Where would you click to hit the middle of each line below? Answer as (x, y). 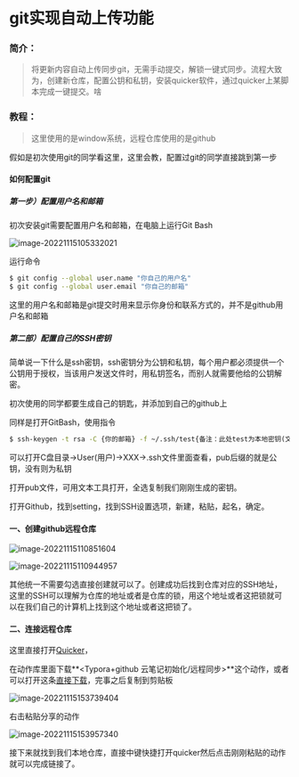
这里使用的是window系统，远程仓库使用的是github (123, 138)
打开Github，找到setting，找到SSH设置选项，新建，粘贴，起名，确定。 (139, 506)
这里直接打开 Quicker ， (51, 650)
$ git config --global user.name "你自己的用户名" (100, 278)
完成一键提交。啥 (70, 92)
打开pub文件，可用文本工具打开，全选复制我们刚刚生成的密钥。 (125, 487)
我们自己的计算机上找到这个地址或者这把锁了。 (110, 607)
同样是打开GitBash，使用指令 (63, 422)
